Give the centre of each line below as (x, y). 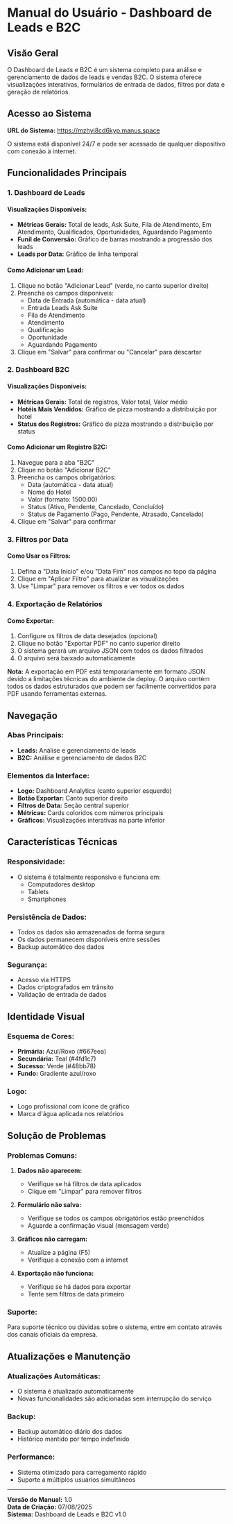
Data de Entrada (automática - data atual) (87, 300)
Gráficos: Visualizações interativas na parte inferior (91, 821)
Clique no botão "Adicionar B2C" (64, 470)
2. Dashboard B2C (38, 370)
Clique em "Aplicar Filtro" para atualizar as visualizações (98, 579)
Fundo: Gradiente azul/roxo (57, 1074)
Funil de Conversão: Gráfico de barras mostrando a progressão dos (115, 239)
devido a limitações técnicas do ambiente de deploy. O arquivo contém (109, 679)
